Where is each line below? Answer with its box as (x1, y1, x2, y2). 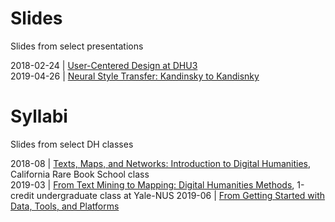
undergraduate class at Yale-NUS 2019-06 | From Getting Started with (36, 189, 326, 201)
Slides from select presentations (10, 40, 144, 52)
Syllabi (10, 105, 68, 128)
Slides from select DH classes (10, 138, 134, 150)
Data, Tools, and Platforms (10, 200, 120, 212)
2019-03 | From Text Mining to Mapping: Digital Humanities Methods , (10, 178, 295, 191)
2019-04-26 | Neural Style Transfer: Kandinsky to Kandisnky (10, 70, 260, 82)
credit (10, 189, 35, 201)
